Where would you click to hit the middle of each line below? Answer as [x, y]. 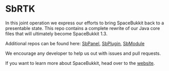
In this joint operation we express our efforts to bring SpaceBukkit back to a [85, 23]
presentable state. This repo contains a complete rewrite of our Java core [83, 28]
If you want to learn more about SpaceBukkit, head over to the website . [80, 63]
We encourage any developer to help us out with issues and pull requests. [83, 53]
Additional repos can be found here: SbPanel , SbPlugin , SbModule [75, 43]
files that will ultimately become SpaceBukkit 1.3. [56, 33]
